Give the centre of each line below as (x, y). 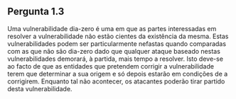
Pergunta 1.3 (36, 12)
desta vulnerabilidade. (40, 88)
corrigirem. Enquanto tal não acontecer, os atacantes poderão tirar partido (116, 81)
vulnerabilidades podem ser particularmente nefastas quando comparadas (117, 43)
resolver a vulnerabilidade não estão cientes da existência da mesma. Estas (118, 36)
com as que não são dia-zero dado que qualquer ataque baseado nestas (114, 51)
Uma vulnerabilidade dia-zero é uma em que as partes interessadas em (112, 28)
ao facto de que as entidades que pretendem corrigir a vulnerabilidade (111, 66)
